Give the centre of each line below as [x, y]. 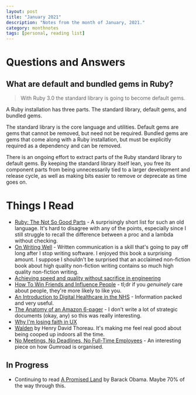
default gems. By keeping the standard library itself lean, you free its [89, 163]
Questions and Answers [66, 63]
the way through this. [40, 386]
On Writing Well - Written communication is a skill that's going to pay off [101, 247]
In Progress [27, 365]
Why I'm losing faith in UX [46, 322]
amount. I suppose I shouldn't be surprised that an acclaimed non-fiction [102, 259]
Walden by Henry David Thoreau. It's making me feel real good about [98, 328]
